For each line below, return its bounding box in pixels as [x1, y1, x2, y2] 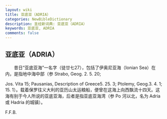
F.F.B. [5, 109, 17, 115]
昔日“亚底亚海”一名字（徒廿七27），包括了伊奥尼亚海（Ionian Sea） [13, 64, 152, 70]
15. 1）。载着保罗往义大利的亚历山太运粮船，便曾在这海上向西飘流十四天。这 [5, 86, 161, 92]
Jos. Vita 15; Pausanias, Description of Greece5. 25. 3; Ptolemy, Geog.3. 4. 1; [5, 80, 163, 86]
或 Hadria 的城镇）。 [5, 99, 46, 105]
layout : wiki [5, 7, 32, 12]
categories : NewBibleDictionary [5, 16, 72, 21]
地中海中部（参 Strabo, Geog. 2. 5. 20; [22, 70, 101, 76]
